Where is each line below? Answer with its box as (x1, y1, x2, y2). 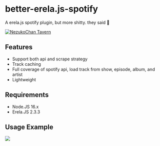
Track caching (12, 61, 41, 67)
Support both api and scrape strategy (12, 56, 88, 62)
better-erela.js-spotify (5, 3, 99, 15)
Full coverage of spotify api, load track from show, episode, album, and (12, 66, 155, 72)
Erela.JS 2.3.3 (12, 109, 40, 115)
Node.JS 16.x (12, 104, 39, 109)
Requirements (5, 91, 49, 99)
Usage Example (5, 123, 54, 131)
